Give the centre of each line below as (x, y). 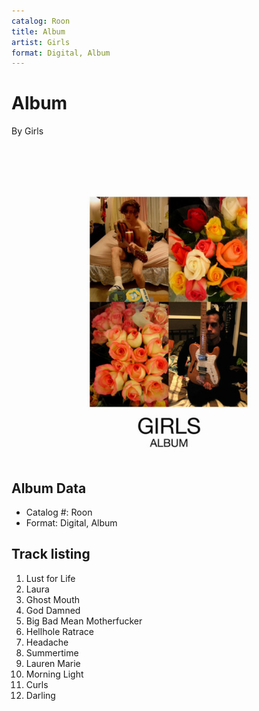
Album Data (49, 488)
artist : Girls (41, 42)
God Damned (53, 610)
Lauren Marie (53, 663)
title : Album (38, 31)
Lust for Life (50, 578)
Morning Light (54, 674)
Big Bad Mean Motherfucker (84, 621)
